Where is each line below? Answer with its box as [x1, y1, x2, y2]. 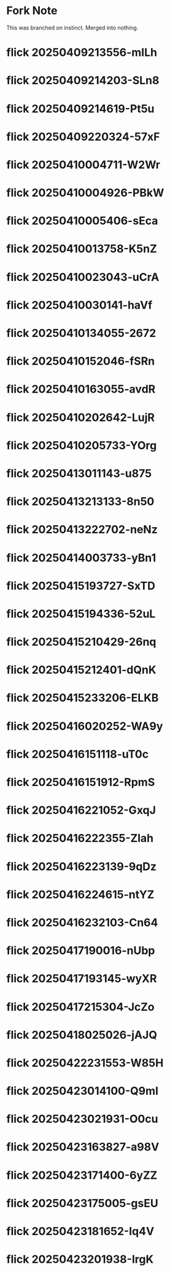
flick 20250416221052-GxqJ [6, 803, 156, 817]
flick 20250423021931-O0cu [6, 1112, 158, 1126]
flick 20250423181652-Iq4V [6, 1225, 155, 1238]
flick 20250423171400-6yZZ [6, 1168, 158, 1182]
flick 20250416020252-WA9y [6, 719, 163, 733]
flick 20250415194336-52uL [6, 607, 156, 620]
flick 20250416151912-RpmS [6, 776, 155, 789]
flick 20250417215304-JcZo [6, 1000, 155, 1014]
